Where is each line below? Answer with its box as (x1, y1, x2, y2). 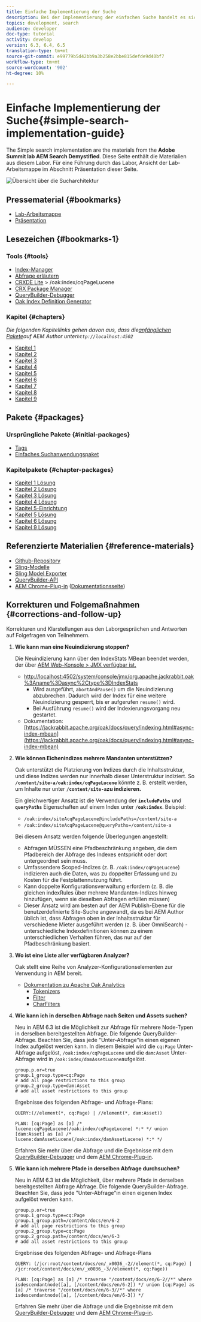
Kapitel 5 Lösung (14, 511, 57, 518)
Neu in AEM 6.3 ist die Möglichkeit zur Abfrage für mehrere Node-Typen (14, 1023, 193, 1031)
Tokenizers (32, 987, 60, 995)
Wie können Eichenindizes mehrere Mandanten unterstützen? (14, 754, 173, 761)
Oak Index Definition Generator (14, 297, 92, 305)
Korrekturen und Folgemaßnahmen (6, 600, 140, 610)
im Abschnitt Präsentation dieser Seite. (42, 165, 138, 173)
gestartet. (32, 711, 57, 718)
